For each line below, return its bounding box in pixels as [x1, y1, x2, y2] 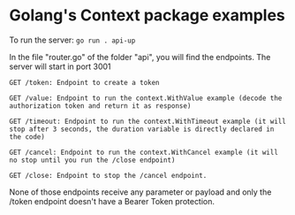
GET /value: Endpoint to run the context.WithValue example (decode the [9, 94, 283, 103]
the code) [9, 132, 46, 142]
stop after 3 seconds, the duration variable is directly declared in [9, 125, 275, 134]
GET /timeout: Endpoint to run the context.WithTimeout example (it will [9, 117, 287, 126]
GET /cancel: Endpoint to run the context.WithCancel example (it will [9, 148, 278, 157]
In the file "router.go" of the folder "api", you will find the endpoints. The [9, 51, 271, 62]
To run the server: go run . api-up [9, 35, 136, 45]
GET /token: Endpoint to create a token [9, 78, 161, 87]
